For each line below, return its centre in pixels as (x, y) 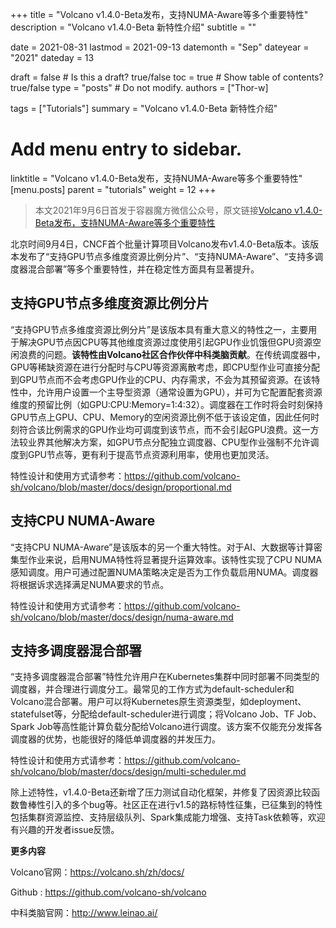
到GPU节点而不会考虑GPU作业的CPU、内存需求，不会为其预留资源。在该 (161, 379)
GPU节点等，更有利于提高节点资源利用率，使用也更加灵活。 (151, 454)
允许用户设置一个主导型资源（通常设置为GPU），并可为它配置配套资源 (179, 392)
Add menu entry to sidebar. (126, 149)
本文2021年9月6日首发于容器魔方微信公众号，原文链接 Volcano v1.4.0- (178, 210)
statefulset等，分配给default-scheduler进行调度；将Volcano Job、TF (152, 714)
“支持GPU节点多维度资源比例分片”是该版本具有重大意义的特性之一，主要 (159, 329)
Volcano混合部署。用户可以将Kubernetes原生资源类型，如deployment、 (158, 702)
